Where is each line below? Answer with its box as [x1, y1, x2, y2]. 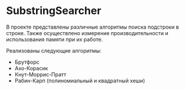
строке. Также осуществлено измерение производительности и [6, 29, 169, 36]
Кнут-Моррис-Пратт [14, 71, 67, 78]
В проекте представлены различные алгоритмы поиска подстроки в [6, 23, 179, 30]
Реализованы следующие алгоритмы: [6, 47, 102, 54]
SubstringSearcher [6, 4, 101, 18]
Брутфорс [14, 58, 40, 65]
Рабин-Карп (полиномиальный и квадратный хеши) [14, 77, 146, 84]
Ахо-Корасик [14, 64, 48, 71]
